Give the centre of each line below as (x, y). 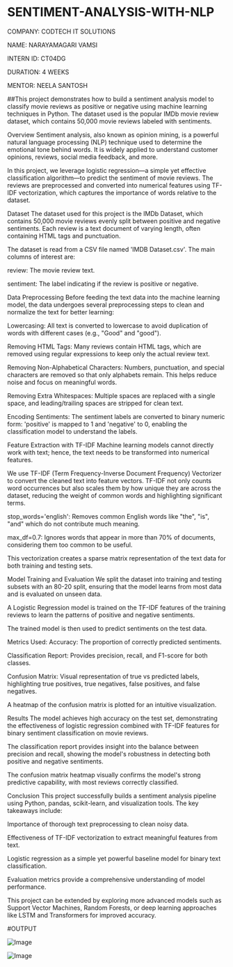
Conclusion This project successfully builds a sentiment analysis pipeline (112, 795)
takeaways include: (35, 810)
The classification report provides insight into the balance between (103, 746)
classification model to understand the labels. (72, 431)
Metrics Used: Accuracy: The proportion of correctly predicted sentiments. (114, 641)
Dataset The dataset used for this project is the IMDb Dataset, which (105, 213)
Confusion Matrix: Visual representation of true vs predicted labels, (103, 676)
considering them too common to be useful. (70, 545)
